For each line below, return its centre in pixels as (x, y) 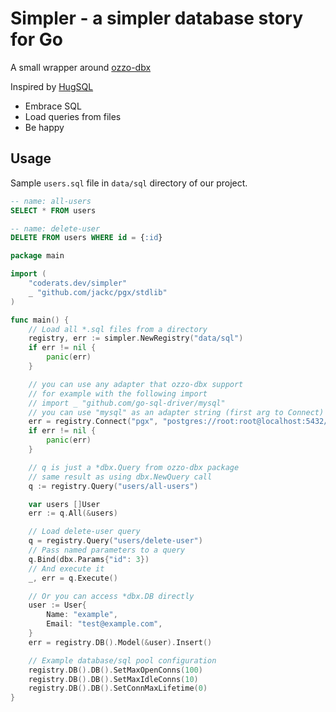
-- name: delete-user (55, 228)
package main (37, 256)
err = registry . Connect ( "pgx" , (93, 422)
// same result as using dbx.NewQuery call (120, 477)
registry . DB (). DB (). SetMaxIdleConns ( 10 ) (113, 679)
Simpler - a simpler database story (157, 18)
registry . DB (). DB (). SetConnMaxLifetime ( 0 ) (118, 688)
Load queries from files (73, 116)
